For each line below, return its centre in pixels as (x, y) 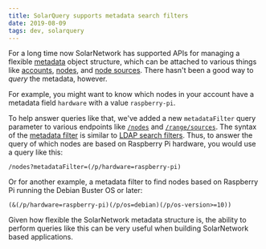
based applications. (41, 237)
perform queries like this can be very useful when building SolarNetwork (129, 228)
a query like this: (36, 152)
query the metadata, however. (58, 79)
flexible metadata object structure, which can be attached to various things (133, 62)
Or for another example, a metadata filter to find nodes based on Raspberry (133, 182)
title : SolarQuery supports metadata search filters (98, 16)
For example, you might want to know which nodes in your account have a (131, 94)
